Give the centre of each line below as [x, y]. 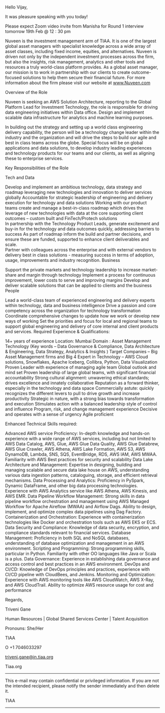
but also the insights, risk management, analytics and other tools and [75, 62]
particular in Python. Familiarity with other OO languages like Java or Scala [81, 554]
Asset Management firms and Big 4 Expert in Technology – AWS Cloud [77, 357]
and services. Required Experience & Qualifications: [57, 331]
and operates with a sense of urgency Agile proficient [59, 414]
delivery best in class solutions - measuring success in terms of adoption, [80, 255]
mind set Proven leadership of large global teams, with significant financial [81, 372]
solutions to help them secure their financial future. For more [84, 77]
